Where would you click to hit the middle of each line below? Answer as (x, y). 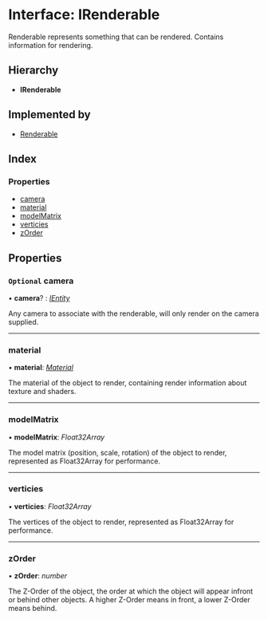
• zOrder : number (38, 576)
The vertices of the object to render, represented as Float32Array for (121, 522)
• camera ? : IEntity (39, 298)
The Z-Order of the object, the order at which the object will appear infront (131, 591)
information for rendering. (51, 45)
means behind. (33, 609)
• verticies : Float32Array (50, 506)
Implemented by (49, 114)
